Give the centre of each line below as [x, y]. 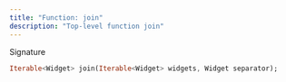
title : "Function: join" [56, 18]
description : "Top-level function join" [87, 26]
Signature [28, 51]
